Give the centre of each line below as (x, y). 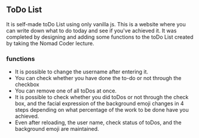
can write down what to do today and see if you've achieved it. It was (91, 30)
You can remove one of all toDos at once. (66, 91)
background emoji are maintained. (57, 129)
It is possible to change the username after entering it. (81, 72)
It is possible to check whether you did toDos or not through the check (102, 97)
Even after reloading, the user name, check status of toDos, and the (98, 122)
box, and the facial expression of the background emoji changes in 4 (99, 103)
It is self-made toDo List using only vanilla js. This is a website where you (96, 24)
